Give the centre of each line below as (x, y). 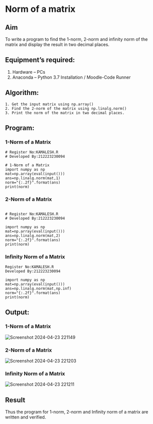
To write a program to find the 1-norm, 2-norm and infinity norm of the (76, 39)
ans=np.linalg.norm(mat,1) (33, 178)
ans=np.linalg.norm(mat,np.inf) (38, 288)
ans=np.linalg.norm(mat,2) (33, 236)
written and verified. (26, 417)
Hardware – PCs (29, 72)
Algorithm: (22, 93)
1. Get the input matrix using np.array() (49, 104)
